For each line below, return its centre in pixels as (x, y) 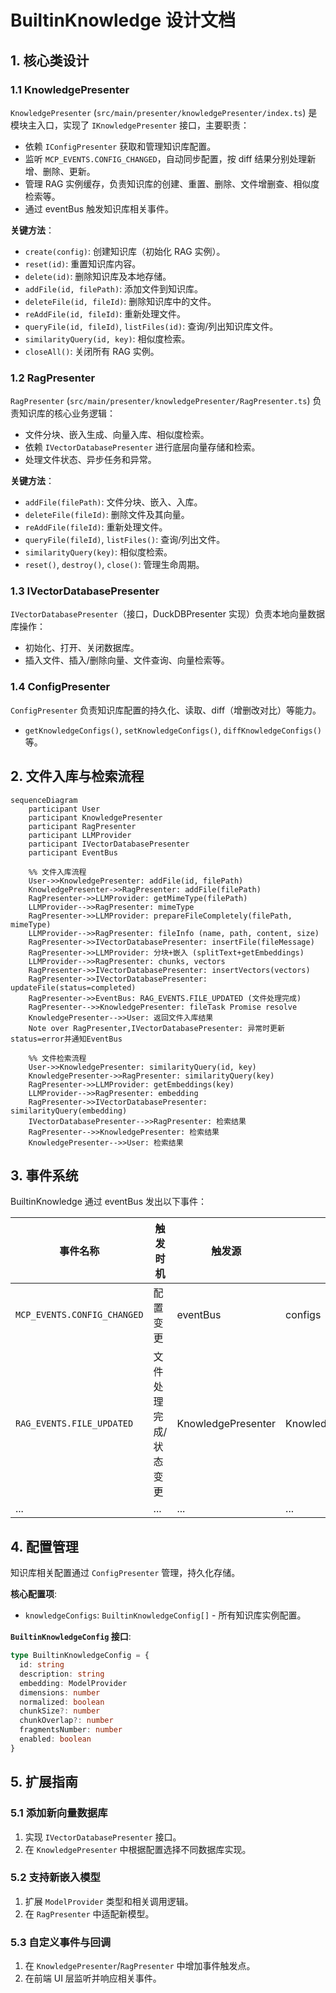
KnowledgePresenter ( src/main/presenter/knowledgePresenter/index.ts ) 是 (164, 112)
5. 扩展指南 (44, 1782)
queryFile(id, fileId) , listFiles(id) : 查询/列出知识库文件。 (151, 326)
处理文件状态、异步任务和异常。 (90, 460)
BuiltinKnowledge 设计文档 (123, 20)
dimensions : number (60, 1692)
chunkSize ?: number (60, 1711)
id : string (42, 1665)
